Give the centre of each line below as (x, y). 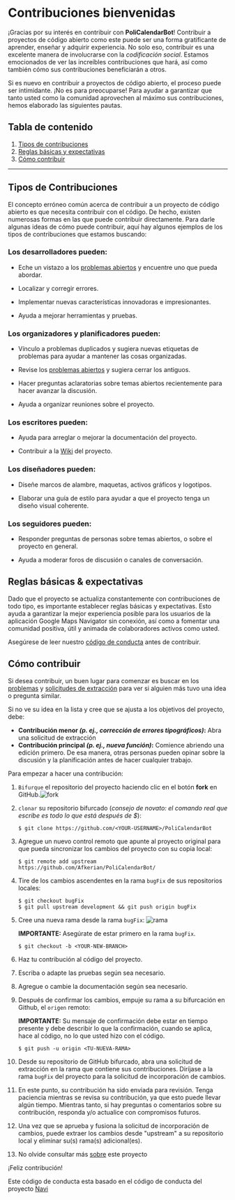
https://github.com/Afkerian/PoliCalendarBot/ (87, 867)
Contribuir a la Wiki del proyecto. (65, 451)
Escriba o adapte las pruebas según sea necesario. (92, 973)
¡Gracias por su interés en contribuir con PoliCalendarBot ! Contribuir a (109, 32)
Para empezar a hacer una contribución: (66, 773)
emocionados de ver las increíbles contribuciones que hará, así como (108, 62)
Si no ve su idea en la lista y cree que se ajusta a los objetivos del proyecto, (116, 709)
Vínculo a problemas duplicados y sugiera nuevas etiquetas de (108, 349)
